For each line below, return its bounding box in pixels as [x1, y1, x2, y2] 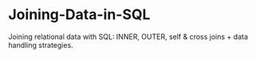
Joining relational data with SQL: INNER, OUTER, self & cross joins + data [8, 32, 249, 41]
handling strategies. [8, 40, 73, 49]
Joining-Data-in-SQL [8, 6, 151, 24]
